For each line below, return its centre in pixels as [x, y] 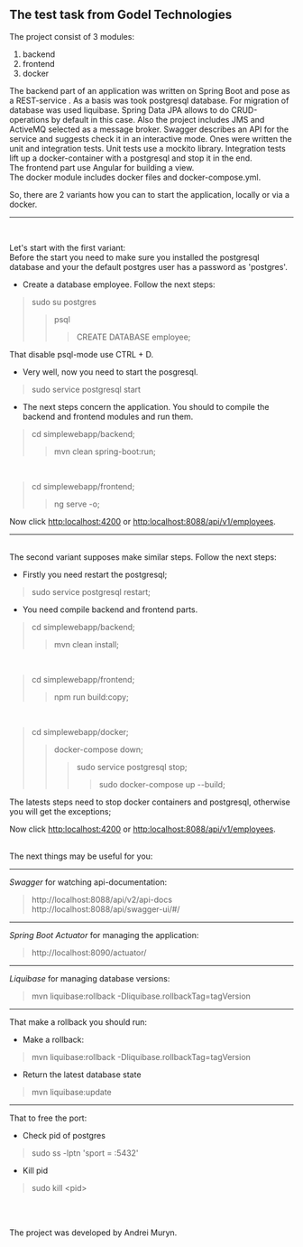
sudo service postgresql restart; [91, 591]
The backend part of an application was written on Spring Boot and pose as [150, 90]
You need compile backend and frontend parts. [110, 610]
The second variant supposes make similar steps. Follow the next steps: [143, 557]
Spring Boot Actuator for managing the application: [104, 935]
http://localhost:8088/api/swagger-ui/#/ [106, 909]
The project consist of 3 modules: [72, 36]
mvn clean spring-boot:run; [105, 451]
